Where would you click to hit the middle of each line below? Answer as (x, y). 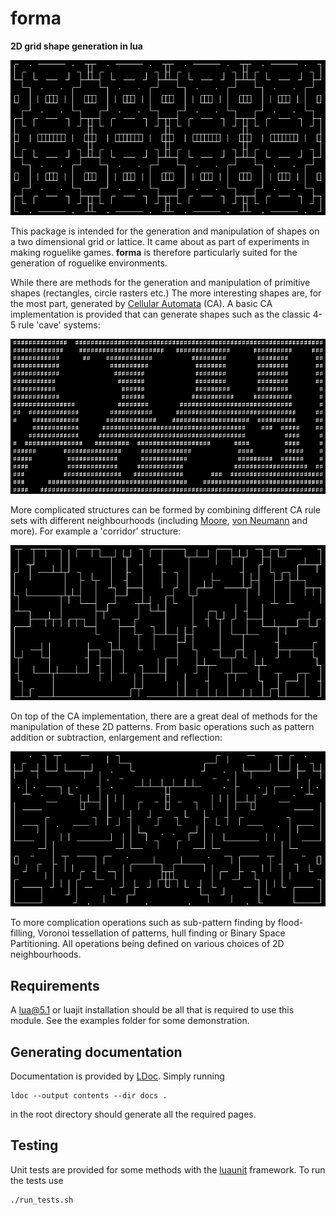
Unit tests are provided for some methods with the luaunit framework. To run (168, 1169)
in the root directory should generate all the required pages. (133, 1114)
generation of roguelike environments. (89, 263)
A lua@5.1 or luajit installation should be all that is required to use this (152, 1010)
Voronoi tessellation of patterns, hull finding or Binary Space (161, 933)
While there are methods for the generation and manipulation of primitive (160, 283)
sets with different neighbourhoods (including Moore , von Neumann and (159, 521)
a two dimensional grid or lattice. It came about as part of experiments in (160, 242)
